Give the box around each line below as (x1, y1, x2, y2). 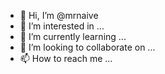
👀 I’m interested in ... (19, 20, 105, 32)
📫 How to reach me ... (19, 53, 113, 64)
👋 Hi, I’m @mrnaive (19, 10, 99, 21)
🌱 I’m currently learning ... (19, 31, 127, 42)
